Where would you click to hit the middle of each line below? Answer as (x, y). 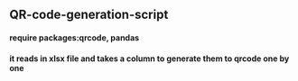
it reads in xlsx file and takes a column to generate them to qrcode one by (149, 58)
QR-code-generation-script (89, 15)
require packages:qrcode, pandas (74, 37)
